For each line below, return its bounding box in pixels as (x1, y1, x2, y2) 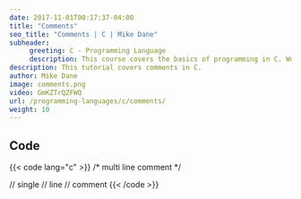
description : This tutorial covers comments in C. (9, 64, 202, 73)
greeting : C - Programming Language (29, 47, 167, 56)
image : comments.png (9, 80, 87, 89)
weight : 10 (9, 105, 50, 114)
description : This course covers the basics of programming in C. (29, 55, 282, 64)
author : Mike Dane (9, 72, 78, 81)
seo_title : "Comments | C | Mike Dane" (9, 30, 159, 39)
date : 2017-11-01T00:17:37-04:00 (9, 13, 134, 22)
